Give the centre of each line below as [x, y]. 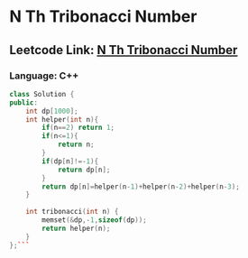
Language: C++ [44, 76]
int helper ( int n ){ [62, 119]
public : [24, 102]
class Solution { [42, 94]
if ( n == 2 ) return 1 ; [78, 128]
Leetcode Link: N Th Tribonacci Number [124, 50]
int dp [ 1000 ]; [52, 111]
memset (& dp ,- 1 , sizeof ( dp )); [94, 220]
